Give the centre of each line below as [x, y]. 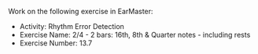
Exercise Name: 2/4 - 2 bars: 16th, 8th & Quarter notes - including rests [135, 35]
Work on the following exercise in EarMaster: [81, 11]
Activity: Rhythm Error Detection [72, 26]
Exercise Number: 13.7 [56, 43]
